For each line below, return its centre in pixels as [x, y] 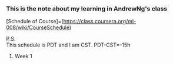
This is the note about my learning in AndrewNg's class [87, 9]
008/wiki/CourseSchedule [38, 27]
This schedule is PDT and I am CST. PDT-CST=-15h [68, 45]
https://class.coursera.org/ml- [100, 22]
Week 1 [23, 56]
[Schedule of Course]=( [35, 22]
